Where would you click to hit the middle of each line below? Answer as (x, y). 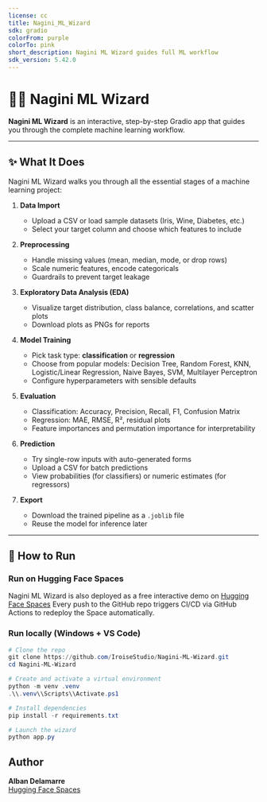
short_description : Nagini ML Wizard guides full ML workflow (113, 52)
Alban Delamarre (37, 781)
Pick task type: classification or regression (103, 355)
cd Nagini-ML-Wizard (43, 664)
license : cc (28, 15)
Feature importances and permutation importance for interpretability (143, 428)
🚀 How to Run (42, 556)
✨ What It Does (46, 163)
